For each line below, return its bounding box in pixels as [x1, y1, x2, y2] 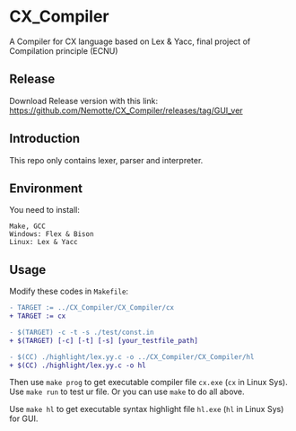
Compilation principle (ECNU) [9, 45, 118, 56]
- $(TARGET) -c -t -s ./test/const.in [9, 328, 154, 337]
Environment [9, 180, 83, 196]
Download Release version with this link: [9, 95, 159, 106]
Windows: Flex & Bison [9, 230, 94, 239]
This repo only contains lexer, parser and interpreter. [9, 154, 204, 165]
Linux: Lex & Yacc [9, 238, 78, 247]
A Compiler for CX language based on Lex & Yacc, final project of [9, 36, 251, 47]
